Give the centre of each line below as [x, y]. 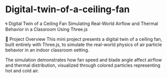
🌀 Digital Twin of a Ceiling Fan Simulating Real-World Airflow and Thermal [82, 23]
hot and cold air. [22, 70]
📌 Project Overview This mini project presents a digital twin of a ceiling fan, [84, 39]
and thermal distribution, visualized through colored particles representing [83, 65]
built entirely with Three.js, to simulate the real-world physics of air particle [84, 44]
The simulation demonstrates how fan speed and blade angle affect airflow [84, 60]
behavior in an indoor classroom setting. [47, 50]
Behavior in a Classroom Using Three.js [46, 29]
